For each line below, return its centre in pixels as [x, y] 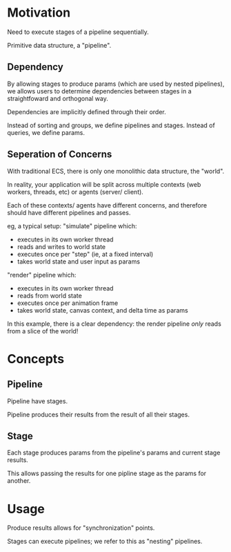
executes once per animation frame [68, 303]
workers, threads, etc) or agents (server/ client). [75, 192]
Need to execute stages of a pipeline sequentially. [78, 32]
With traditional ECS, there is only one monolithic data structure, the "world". [116, 171]
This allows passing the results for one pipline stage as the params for [107, 473]
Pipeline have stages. [37, 401]
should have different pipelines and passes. [69, 212]
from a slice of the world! [43, 331]
